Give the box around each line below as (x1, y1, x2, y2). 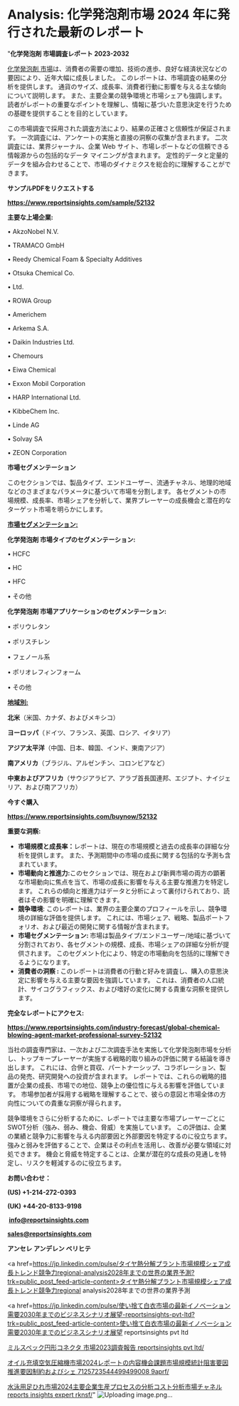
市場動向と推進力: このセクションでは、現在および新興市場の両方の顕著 (17, 868, 226, 877)
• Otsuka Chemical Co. (7, 268, 75, 277)
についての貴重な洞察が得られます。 (19, 1099, 126, 1107)
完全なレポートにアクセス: (7, 1009, 84, 1017)
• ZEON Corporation (7, 448, 68, 457)
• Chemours (7, 351, 44, 360)
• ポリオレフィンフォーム (7, 668, 81, 676)
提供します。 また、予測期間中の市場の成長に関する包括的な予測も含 (30, 850, 231, 860)
